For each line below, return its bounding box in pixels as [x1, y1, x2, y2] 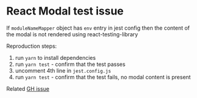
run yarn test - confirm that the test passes [15, 60, 126, 68]
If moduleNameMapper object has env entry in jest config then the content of [6, 24, 190, 31]
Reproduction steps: [6, 42, 57, 50]
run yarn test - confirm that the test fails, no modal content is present [15, 73, 191, 80]
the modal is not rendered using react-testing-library [6, 30, 139, 38]
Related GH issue [6, 85, 50, 92]
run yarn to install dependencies [15, 54, 96, 61]
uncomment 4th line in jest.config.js [15, 67, 111, 74]
